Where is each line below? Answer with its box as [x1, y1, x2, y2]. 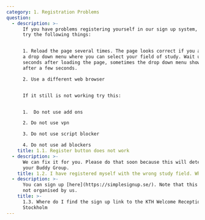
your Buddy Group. [22, 164, 70, 171]
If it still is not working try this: [22, 92, 121, 98]
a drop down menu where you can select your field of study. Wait [22, 54, 195, 60]
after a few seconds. [22, 65, 78, 71]
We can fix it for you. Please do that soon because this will [22, 159, 187, 165]
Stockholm [22, 204, 48, 211]
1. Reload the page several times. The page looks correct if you [22, 48, 195, 54]
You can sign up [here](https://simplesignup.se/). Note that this [22, 182, 198, 188]
